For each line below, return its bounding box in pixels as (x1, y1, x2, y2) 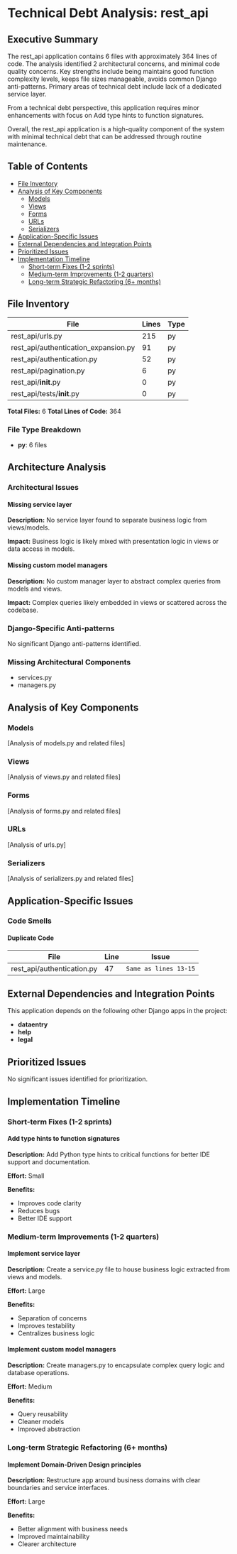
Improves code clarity (17, 1198, 82, 1208)
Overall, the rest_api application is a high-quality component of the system (7, 125, 225, 133)
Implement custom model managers (7, 1345, 116, 1354)
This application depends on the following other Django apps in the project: (7, 1007, 228, 1015)
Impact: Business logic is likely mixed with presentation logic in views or (7, 537, 219, 546)
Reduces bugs (17, 1206, 60, 1215)
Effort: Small (7, 1171, 45, 1180)
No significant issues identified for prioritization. (7, 1075, 148, 1083)
